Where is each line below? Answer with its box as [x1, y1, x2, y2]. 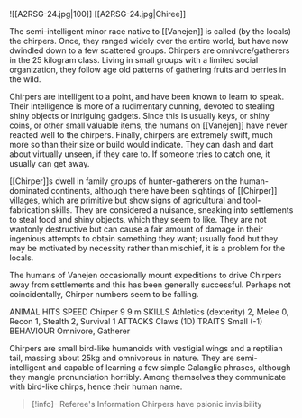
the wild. [9, 74, 41, 85]
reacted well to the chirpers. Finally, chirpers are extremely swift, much [9, 130, 273, 140]
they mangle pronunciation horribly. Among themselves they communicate [9, 372, 287, 382]
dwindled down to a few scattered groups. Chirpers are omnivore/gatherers [9, 45, 290, 56]
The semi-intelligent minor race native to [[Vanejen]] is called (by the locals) [9, 26, 291, 36]
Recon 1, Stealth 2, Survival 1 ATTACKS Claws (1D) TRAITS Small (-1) [9, 316, 263, 326]
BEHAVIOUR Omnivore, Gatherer [9, 325, 131, 336]
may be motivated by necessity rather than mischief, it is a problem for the [9, 243, 286, 253]
